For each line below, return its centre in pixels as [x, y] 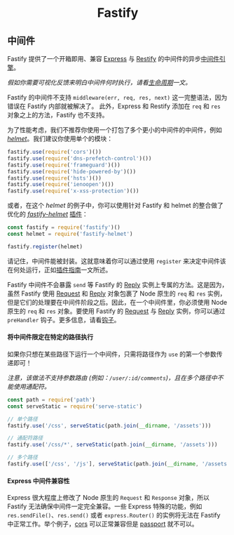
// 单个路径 [23, 419]
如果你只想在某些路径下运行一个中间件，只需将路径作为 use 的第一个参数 [112, 354]
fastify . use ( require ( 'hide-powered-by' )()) [72, 171]
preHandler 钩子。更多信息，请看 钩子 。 [64, 319]
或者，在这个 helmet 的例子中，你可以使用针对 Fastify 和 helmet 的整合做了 [116, 206]
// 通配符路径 [25, 438]
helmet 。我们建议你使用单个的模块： [60, 139]
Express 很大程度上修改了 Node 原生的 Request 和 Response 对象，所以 [109, 498]
